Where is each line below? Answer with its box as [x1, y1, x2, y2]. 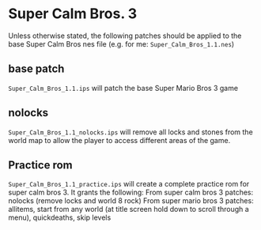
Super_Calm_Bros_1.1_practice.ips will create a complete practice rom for [8, 179, 250, 189]
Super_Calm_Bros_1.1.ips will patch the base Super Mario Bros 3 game [8, 83, 239, 92]
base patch [8, 62, 65, 76]
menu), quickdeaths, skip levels [8, 213, 112, 222]
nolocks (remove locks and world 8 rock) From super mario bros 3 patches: [8, 196, 255, 205]
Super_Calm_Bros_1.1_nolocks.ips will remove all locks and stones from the [8, 127, 253, 137]
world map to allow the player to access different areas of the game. [8, 135, 231, 145]
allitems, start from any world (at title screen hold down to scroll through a [8, 205, 249, 214]
